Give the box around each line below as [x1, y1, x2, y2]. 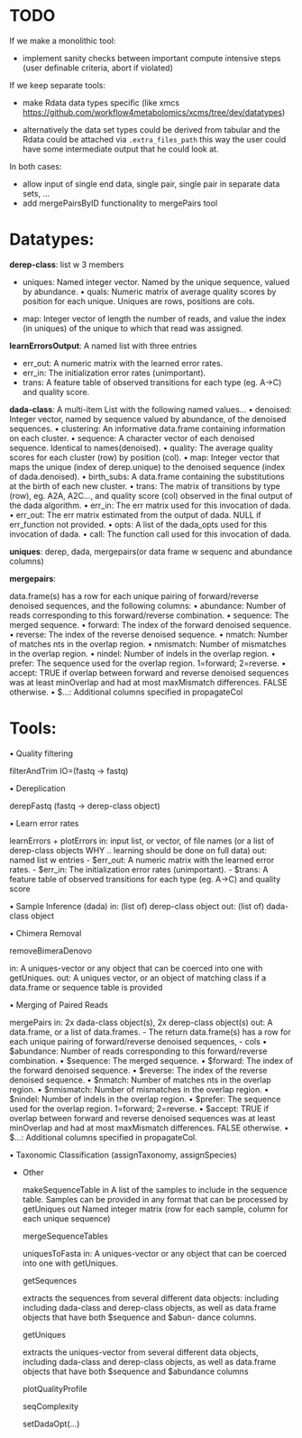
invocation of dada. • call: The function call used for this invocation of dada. [9, 529, 292, 539]
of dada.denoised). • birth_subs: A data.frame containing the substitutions [9, 471, 286, 482]
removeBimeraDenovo [9, 945, 93, 956]
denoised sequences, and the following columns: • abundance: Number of [9, 600, 287, 611]
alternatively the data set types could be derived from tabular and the [22, 124, 281, 135]
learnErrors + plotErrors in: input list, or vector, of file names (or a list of [9, 835, 275, 846]
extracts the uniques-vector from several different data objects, [22, 1346, 259, 1358]
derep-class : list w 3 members [9, 259, 124, 270]
